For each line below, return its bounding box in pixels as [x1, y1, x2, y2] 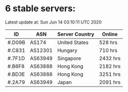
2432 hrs [99, 55, 121, 62]
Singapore [57, 55, 81, 62]
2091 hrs [99, 79, 121, 86]
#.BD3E [7, 70, 26, 77]
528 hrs [99, 39, 118, 46]
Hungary [57, 47, 77, 54]
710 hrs [99, 47, 118, 54]
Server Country [57, 30, 95, 37]
